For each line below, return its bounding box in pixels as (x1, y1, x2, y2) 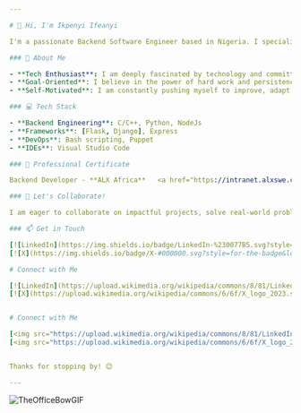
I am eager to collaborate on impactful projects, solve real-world (9, 208, 271, 218)
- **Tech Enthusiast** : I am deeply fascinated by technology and (9, 69, 262, 79)
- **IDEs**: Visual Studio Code (9, 143, 130, 152)
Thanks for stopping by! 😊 (9, 362, 114, 371)
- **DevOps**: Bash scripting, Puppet (9, 135, 154, 144)
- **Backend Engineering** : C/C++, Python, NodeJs (9, 118, 202, 127)
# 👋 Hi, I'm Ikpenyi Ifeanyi (9, 21, 118, 30)
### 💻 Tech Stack (9, 102, 77, 112)
